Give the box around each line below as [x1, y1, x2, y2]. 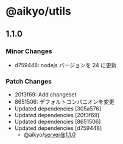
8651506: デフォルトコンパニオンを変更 [14, 98, 114, 106]
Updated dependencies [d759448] [14, 124, 102, 132]
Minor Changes [5, 47, 52, 56]
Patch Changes [5, 77, 52, 85]
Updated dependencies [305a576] [14, 105, 102, 112]
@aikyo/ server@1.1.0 [23, 131, 76, 139]
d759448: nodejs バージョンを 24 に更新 [14, 61, 117, 68]
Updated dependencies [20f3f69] [14, 112, 100, 119]
